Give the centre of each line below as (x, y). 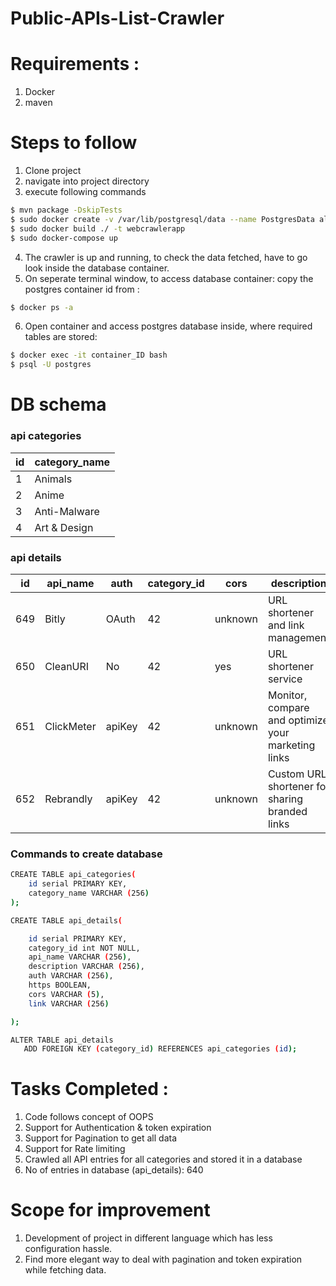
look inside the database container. (97, 268)
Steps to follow (74, 143)
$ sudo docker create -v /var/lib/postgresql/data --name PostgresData (162, 219)
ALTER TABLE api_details (62, 1040)
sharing (285, 799)
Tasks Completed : (89, 1089)
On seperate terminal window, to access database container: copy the (169, 278)
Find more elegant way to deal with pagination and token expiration (163, 1259)
